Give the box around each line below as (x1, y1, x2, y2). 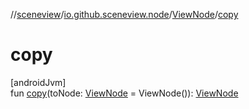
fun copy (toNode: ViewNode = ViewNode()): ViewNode (10, 87, 239, 99)
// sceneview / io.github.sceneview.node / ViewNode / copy (10, 9, 239, 20)
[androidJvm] (10, 76, 67, 88)
